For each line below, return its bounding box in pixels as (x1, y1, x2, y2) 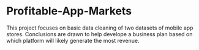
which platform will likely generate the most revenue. (6, 37, 140, 44)
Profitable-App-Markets (6, 4, 132, 18)
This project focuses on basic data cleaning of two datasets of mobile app (6, 24, 193, 31)
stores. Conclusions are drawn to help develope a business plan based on (6, 30, 193, 37)
